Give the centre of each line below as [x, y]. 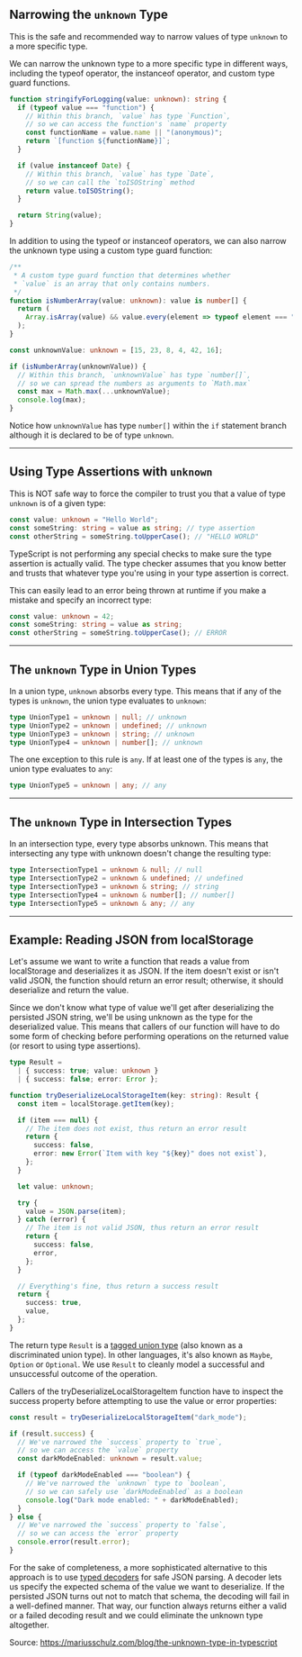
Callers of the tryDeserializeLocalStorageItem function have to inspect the [147, 1391]
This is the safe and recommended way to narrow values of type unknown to [148, 36]
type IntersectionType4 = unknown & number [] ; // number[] [122, 895]
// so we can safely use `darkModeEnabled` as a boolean [134, 1491]
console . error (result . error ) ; [74, 1542]
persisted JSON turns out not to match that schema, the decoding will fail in [150, 1596]
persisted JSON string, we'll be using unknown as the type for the [131, 1018]
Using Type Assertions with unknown [111, 472]
